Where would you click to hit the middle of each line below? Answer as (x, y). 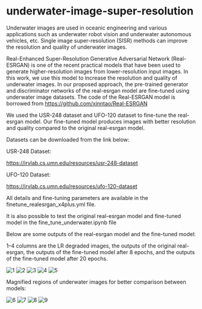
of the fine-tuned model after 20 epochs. (57, 258)
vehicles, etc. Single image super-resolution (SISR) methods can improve (97, 40)
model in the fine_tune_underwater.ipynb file (61, 222)
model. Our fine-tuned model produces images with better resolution (110, 121)
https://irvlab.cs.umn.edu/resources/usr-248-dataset (72, 163)
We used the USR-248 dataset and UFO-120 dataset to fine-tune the (91, 115)
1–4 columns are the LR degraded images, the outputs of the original (91, 246)
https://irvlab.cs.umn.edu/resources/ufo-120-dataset (72, 186)
